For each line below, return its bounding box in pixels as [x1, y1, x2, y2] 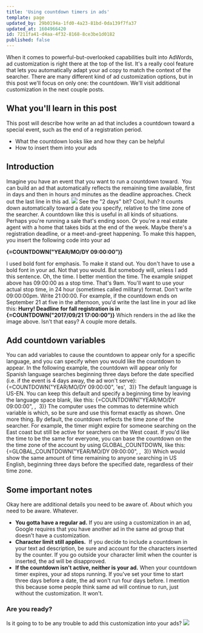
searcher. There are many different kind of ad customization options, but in [6, 73, 193, 80]
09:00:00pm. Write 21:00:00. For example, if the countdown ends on [6, 292, 178, 299]
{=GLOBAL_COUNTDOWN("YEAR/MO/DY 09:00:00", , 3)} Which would [6, 448, 186, 455]
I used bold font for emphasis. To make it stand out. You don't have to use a [6, 260, 195, 267]
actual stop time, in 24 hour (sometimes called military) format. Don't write [6, 285, 192, 293]
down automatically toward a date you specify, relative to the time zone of [6, 204, 191, 211]
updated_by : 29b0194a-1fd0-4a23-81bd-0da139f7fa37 [6, 20, 137, 26]
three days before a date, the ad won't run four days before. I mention [15, 577, 190, 585]
